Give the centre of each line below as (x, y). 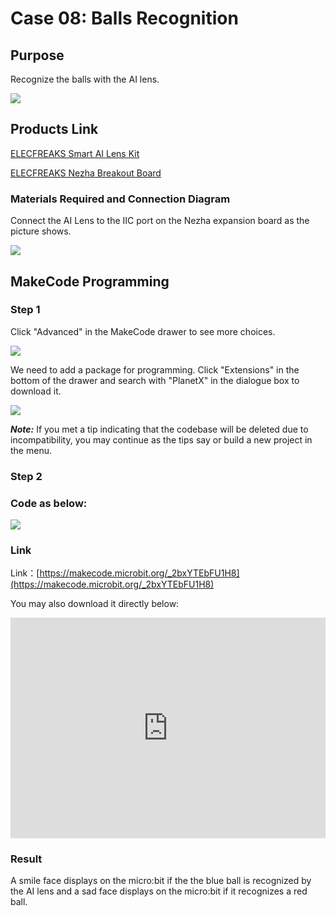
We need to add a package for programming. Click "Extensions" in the (155, 369)
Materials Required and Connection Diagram (120, 199)
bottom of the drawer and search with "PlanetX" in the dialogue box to (155, 380)
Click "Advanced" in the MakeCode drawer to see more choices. (143, 331)
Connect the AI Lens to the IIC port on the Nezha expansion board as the (160, 221)
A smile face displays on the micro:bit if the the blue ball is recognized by (161, 881)
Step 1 (25, 310)
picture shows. (41, 231)
